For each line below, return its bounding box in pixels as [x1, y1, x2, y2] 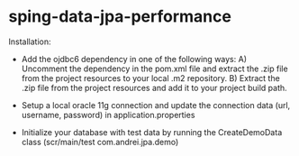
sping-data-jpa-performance [8, 6, 231, 27]
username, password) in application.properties [21, 109, 195, 120]
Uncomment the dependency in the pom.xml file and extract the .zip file [21, 63, 289, 74]
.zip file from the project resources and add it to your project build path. [21, 82, 287, 93]
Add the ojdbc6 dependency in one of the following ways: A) [21, 53, 247, 64]
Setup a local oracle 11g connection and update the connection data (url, [21, 99, 291, 110]
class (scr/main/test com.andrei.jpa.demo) [21, 136, 179, 147]
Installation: [8, 36, 51, 47]
